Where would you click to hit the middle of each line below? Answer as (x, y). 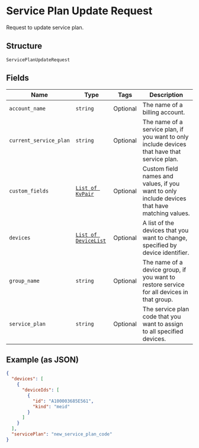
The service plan (166, 309)
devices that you (166, 230)
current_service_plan (39, 140)
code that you (162, 316)
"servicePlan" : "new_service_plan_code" (62, 434)
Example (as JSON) (42, 360)
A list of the (158, 223)
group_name (24, 281)
